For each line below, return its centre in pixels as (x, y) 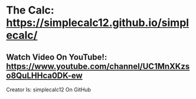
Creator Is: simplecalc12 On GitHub (49, 90)
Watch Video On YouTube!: (57, 57)
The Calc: (30, 10)
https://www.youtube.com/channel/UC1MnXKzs (98, 66)
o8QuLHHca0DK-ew (44, 75)
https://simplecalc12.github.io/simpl (98, 23)
